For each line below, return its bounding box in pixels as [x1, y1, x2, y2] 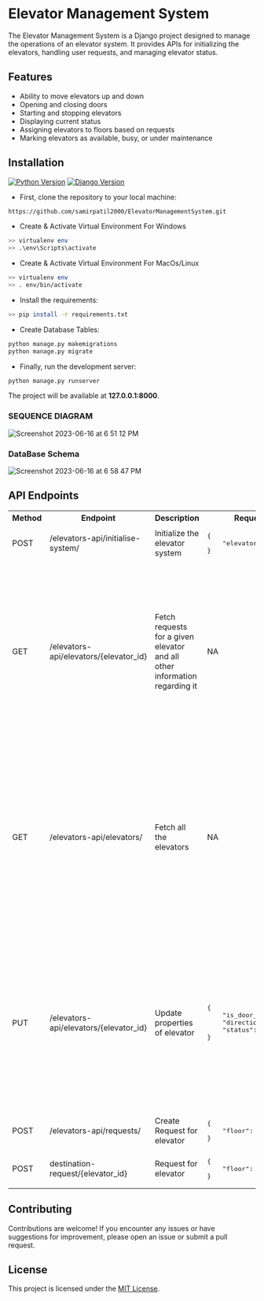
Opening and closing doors [19, 99, 108, 109]
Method [12, 512, 42, 523]
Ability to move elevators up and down [19, 91, 145, 101]
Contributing [8, 1202, 72, 1216]
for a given [154, 631, 195, 642]
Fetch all [154, 821, 186, 832]
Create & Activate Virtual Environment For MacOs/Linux [19, 258, 200, 268]
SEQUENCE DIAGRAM [8, 411, 93, 422]
